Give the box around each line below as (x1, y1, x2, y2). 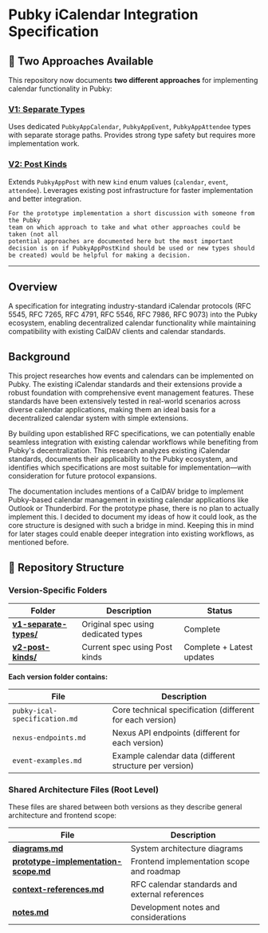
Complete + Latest (183, 641, 253, 652)
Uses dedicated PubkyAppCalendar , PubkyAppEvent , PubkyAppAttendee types (8, 122, 251, 132)
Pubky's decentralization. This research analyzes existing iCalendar (8, 446, 231, 455)
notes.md (12, 907, 49, 918)
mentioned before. (8, 537, 69, 547)
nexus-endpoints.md (12, 733, 86, 742)
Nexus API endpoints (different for (112, 727, 241, 738)
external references (130, 889, 205, 900)
